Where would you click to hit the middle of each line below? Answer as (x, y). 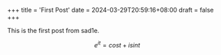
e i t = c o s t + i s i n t (117, 44)
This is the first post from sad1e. (53, 31)
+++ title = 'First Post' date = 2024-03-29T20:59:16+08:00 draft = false (110, 10)
